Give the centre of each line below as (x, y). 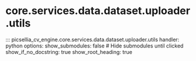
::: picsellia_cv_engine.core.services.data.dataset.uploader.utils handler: (92, 39)
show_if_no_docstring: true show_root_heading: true (69, 52)
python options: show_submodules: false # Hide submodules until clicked (94, 46)
